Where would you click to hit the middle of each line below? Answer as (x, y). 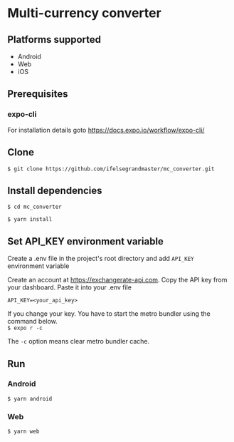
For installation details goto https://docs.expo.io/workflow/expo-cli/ (106, 130)
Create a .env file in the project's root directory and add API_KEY (101, 259)
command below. (33, 322)
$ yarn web (23, 432)
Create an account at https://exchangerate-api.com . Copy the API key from (117, 280)
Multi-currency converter (84, 13)
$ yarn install (30, 220)
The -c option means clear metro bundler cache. (79, 341)
